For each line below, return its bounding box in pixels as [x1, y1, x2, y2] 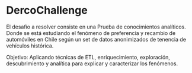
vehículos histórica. [6, 42, 54, 49]
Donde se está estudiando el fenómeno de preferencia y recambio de [6, 29, 176, 36]
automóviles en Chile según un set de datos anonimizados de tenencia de [6, 36, 187, 43]
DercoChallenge [6, 4, 88, 17]
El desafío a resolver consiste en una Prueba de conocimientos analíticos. [6, 23, 187, 30]
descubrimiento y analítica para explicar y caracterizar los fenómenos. [6, 60, 178, 67]
